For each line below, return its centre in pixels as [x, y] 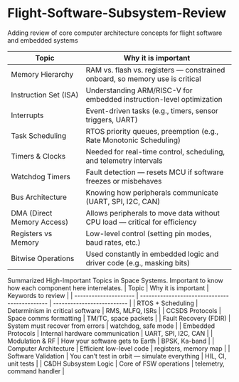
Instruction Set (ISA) [45, 95]
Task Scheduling [39, 135]
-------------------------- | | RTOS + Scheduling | [126, 303]
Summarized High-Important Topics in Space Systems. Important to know [115, 280]
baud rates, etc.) [113, 242]
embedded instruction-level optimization [154, 99]
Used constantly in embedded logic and [152, 254]
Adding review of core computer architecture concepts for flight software [115, 33]
